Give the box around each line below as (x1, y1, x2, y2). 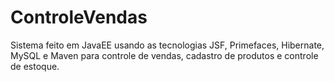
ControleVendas (10, 6, 148, 29)
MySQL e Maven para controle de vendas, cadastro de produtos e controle (10, 49, 319, 61)
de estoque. (10, 60, 60, 72)
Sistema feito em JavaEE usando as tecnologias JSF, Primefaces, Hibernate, (10, 39, 325, 51)
